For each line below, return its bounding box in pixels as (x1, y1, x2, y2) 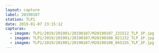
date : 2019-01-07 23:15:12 (5, 21, 63, 27)
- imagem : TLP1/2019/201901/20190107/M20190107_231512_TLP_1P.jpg (10, 31, 154, 36)
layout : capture (5, 7, 40, 13)
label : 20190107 (5, 12, 40, 17)
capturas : (5, 26, 27, 31)
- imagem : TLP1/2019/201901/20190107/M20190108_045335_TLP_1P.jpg (10, 40, 154, 45)
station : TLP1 (5, 17, 36, 22)
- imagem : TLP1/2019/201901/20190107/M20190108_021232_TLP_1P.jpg (10, 36, 154, 41)
